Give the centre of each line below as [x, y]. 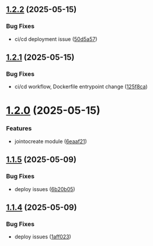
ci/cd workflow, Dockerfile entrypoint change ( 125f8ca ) [81, 86]
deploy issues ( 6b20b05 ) [45, 189]
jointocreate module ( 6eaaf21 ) [51, 141]
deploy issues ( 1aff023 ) [43, 237]
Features [19, 129]
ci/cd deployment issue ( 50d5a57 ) [56, 39]
